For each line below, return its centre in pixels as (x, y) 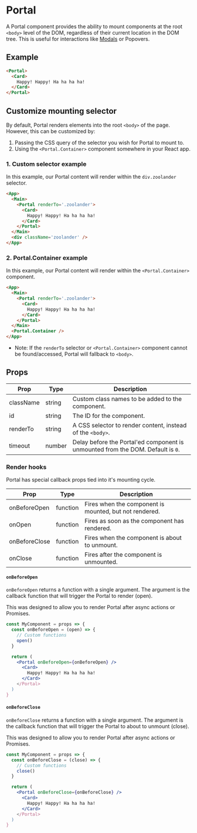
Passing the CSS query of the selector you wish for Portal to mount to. (99, 142)
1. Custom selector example (46, 164)
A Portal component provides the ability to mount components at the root (94, 26)
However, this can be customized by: (51, 131)
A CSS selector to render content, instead (130, 425)
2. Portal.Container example (47, 257)
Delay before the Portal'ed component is (128, 442)
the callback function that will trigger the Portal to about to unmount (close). (98, 726)
